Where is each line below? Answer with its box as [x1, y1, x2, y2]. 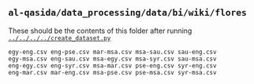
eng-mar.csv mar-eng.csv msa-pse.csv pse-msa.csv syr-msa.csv [8, 68, 217, 76]
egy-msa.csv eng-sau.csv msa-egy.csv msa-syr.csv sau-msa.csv [8, 55, 217, 63]
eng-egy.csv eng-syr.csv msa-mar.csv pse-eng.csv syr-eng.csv [8, 61, 217, 70]
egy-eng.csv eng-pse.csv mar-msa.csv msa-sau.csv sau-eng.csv [8, 48, 217, 56]
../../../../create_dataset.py [8, 34, 111, 42]
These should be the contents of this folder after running [8, 26, 192, 35]
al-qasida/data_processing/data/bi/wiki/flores [8, 7, 247, 19]
